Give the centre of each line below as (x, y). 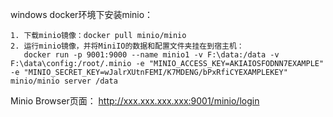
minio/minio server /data (64, 81)
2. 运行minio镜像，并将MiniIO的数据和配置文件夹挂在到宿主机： (127, 46)
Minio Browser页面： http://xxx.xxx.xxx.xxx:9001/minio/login (135, 101)
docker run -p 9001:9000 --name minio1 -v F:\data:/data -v (151, 55)
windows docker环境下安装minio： (82, 14)
